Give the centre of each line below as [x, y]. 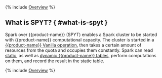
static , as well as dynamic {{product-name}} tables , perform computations [81, 55]
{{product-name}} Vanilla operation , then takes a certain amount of [73, 45]
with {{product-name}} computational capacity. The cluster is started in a [80, 39]
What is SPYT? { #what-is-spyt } [56, 22]
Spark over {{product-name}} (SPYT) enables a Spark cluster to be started [81, 35]
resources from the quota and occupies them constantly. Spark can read [79, 50]
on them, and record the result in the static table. [55, 61]
